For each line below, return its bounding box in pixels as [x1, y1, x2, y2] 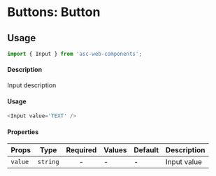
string [37, 158, 59, 166]
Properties [7, 127, 39, 136]
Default [134, 145, 159, 155]
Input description [7, 81, 57, 89]
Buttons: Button [7, 4, 101, 20]
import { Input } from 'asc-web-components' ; [7, 50, 142, 57]
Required [66, 145, 97, 155]
